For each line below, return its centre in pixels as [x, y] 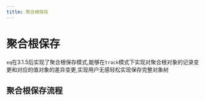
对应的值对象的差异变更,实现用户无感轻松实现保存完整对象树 [93, 69]
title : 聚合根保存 [28, 12]
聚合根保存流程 [35, 90]
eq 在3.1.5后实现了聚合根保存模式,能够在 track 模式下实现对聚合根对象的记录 [100, 62]
